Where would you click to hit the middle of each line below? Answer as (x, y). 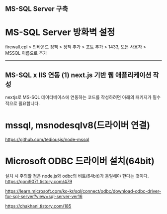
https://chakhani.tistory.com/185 (38, 206)
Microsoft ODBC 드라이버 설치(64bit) (80, 161)
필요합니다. (29, 104)
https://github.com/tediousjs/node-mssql (47, 140)
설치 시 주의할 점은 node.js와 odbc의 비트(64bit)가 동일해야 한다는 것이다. (77, 176)
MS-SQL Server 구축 (37, 9)
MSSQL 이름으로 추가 (26, 53)
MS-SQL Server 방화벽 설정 (60, 32)
